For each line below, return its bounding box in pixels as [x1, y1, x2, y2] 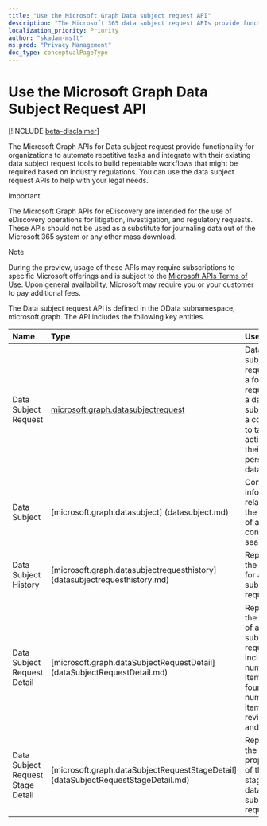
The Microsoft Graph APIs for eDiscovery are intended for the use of [8, 206, 232, 216]
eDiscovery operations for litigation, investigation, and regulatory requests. [8, 214, 253, 224]
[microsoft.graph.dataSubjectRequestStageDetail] [50, 764, 238, 775]
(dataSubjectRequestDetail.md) [50, 667, 168, 678]
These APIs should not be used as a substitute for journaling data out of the [8, 223, 256, 233]
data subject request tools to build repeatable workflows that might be [8, 159, 238, 168]
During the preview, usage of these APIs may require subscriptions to [8, 262, 236, 272]
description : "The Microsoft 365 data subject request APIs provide [8, 19, 240, 27]
